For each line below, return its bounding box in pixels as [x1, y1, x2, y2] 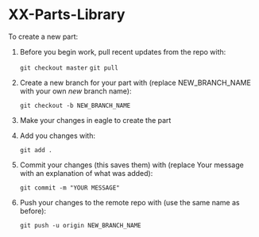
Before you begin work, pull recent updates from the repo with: [19, 47, 226, 56]
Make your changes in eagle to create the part [19, 115, 172, 124]
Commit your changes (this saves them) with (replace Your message [19, 160, 244, 170]
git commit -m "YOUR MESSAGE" [19, 184, 121, 192]
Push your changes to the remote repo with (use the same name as [19, 197, 240, 207]
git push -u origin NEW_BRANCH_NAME [19, 221, 141, 229]
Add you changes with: [19, 131, 95, 140]
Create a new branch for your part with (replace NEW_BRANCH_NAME [19, 78, 252, 87]
